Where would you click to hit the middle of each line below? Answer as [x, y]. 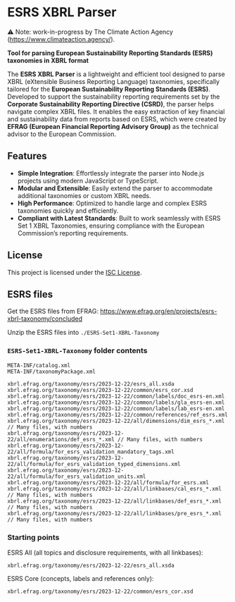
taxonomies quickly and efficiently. [68, 210]
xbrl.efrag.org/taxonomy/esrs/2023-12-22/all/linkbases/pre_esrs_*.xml [114, 513]
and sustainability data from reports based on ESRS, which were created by [117, 119]
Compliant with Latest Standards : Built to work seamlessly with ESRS [119, 218]
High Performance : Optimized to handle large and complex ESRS [112, 203]
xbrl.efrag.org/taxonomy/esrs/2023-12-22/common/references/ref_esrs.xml [118, 414]
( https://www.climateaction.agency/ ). [61, 39]
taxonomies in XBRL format [48, 60]
